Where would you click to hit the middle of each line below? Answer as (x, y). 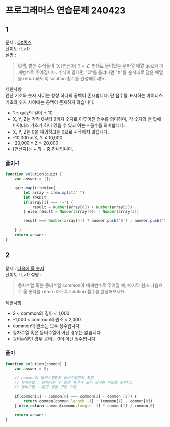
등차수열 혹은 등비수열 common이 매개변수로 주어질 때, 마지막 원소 (83, 285)
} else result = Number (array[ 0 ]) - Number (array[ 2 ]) (81, 212)
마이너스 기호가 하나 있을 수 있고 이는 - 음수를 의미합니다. (69, 125)
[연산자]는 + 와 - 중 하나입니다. (43, 149)
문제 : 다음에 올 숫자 (25, 268)
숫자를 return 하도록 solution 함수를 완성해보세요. (77, 291)
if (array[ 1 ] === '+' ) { (48, 202)
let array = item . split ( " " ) (54, 193)
